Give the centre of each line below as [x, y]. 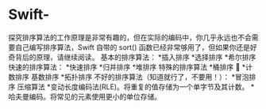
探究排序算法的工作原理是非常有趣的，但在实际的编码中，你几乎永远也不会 [130, 37]
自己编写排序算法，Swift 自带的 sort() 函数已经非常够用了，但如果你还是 [132, 47]
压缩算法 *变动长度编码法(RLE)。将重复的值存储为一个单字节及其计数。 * [136, 86]
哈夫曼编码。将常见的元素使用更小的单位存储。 [85, 96]
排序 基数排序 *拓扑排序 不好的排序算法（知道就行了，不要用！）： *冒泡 [132, 77]
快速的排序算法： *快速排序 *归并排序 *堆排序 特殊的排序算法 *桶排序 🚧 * [127, 67]
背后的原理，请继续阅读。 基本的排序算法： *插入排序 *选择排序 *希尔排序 [135, 57]
